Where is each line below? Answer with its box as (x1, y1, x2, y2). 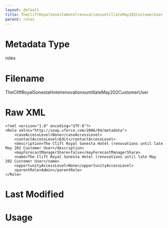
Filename (5, 72, 45, 84)
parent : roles (5, 17, 35, 22)
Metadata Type (5, 38, 70, 50)
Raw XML (5, 107, 46, 118)
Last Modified (5, 189, 64, 200)
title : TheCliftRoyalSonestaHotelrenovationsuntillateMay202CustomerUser (5, 12, 163, 17)
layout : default (5, 7, 39, 13)
